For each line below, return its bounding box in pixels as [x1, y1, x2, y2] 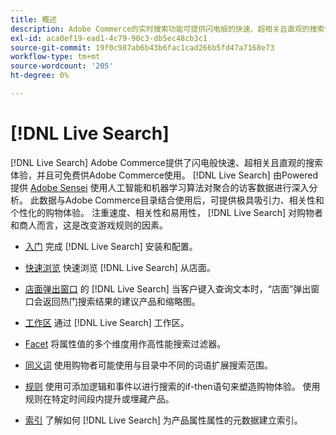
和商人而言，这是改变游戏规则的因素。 [10, 219, 168, 231]
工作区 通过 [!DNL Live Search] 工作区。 [24, 316, 190, 328]
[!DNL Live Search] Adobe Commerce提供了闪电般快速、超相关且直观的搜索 [10, 156, 323, 168]
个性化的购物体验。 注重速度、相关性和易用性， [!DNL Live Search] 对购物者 [10, 206, 324, 218]
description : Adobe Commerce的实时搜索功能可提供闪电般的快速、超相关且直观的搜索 [10, 24, 325, 34]
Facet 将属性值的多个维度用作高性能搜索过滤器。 [24, 337, 227, 350]
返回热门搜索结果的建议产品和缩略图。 [42, 295, 201, 307]
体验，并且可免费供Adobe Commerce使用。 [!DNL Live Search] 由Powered [10, 169, 319, 181]
